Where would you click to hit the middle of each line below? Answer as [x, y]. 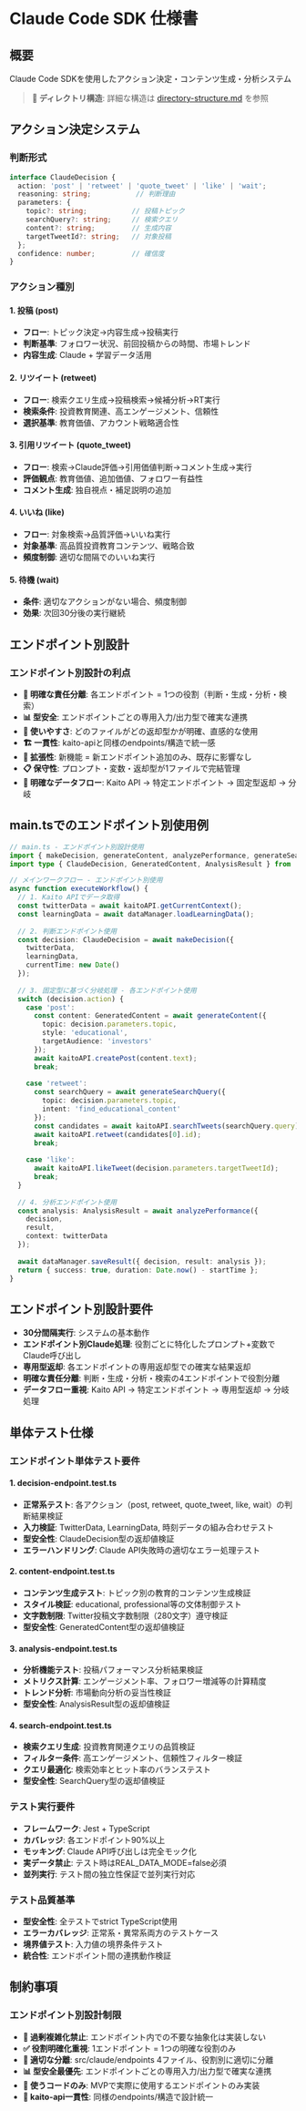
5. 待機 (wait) [34, 579]
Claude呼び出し [52, 1356]
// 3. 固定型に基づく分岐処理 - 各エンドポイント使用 [107, 990]
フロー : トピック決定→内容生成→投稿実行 [101, 333]
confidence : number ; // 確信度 [91, 253]
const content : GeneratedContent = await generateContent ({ [150, 1016]
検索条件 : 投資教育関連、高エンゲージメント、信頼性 [121, 411]
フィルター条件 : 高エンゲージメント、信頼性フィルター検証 [133, 1758]
